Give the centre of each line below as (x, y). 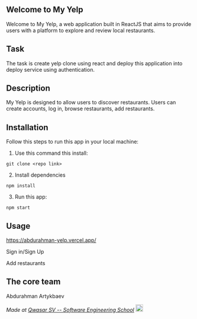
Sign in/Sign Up (25, 252)
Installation (27, 127)
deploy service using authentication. (50, 69)
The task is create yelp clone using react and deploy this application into (94, 63)
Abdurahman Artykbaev (35, 296)
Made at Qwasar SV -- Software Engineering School (70, 310)
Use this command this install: (51, 153)
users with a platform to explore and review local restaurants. (81, 30)
